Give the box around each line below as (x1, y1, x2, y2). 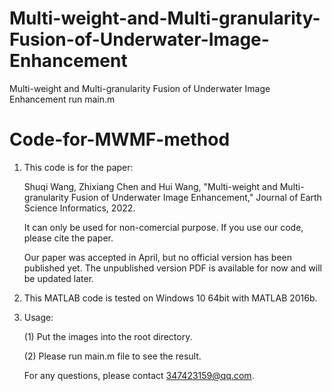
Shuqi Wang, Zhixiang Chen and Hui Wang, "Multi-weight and (23, 180, 278, 192)
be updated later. (23, 272, 95, 284)
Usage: (23, 311, 54, 323)
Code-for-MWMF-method (9, 128, 231, 151)
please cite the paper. (23, 232, 114, 244)
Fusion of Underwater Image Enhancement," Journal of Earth (70, 191, 322, 203)
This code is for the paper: (23, 161, 134, 173)
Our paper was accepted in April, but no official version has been (23, 251, 293, 263)
